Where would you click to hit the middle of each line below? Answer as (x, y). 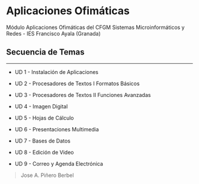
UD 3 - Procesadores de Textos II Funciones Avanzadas (83, 95)
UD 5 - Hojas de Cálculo (44, 118)
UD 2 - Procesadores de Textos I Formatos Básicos (77, 83)
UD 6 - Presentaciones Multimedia (57, 129)
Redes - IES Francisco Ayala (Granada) (53, 33)
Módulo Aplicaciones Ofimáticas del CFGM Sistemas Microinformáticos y (95, 27)
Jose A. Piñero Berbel (47, 175)
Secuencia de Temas (45, 52)
